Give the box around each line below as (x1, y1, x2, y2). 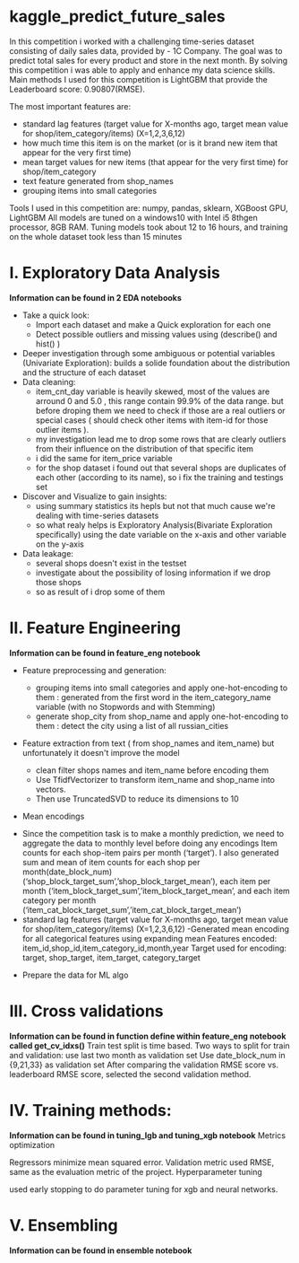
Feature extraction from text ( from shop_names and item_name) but (21, 738, 275, 749)
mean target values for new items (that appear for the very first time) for (21, 156, 289, 167)
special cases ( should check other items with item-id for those (35, 415, 269, 425)
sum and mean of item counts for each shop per (21, 856, 201, 867)
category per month (21, 895, 97, 906)
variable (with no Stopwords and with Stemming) (35, 701, 216, 712)
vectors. (35, 784, 66, 794)
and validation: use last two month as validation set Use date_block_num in (9, 1049, 286, 1060)
